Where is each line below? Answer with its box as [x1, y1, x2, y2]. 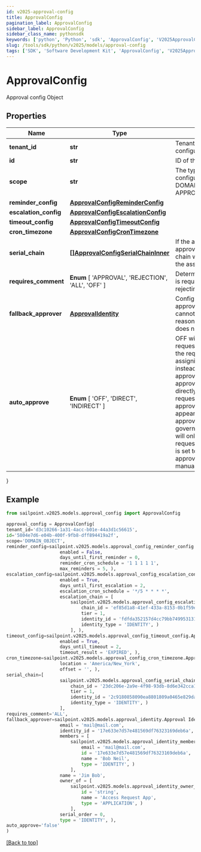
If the [175, 237, 190, 246]
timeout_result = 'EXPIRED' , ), [59, 650, 141, 656]
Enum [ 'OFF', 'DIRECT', [69, 394, 138, 402]
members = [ [59, 733, 90, 739]
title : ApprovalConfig [6, 14, 63, 20]
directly [175, 387, 197, 395]
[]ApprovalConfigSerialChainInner [69, 249, 170, 257]
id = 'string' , [81, 789, 119, 796]
